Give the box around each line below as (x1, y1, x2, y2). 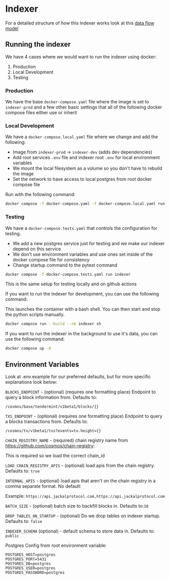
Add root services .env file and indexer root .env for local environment (12, 154, 160, 161)
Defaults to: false (5, 518, 42, 524)
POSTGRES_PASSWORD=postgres (5, 570, 65, 575)
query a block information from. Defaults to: (5, 394, 97, 400)
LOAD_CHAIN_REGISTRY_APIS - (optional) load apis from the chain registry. (5, 462, 155, 468)
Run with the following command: (5, 192, 75, 198)
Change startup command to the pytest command (12, 262, 118, 268)
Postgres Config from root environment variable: (5, 542, 107, 548)
